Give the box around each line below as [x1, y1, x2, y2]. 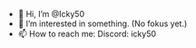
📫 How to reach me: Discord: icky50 [17, 28, 157, 39]
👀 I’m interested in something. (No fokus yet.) [17, 18, 188, 29]
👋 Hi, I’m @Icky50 [17, 9, 84, 19]
